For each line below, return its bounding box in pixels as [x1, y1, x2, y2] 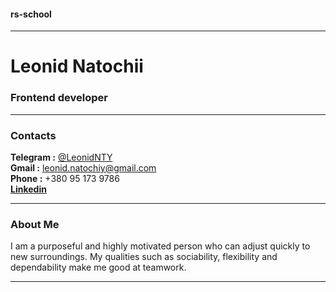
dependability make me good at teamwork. [10, 261, 187, 274]
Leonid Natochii [10, 55, 144, 78]
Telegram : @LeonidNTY [10, 151, 113, 163]
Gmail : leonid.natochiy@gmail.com [10, 161, 157, 174]
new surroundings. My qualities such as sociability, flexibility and [10, 251, 278, 263]
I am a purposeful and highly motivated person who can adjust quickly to [10, 240, 311, 252]
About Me [10, 217, 60, 231]
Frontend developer [10, 91, 108, 105]
